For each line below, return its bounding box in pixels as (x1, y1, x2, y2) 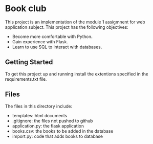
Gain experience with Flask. (12, 38, 68, 44)
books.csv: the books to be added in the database (12, 128, 113, 134)
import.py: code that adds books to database (12, 133, 103, 139)
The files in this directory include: (5, 103, 72, 109)
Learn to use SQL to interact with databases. (12, 44, 102, 50)
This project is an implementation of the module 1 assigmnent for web (5, 19, 145, 25)
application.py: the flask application (12, 123, 84, 129)
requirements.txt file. (5, 76, 47, 82)
